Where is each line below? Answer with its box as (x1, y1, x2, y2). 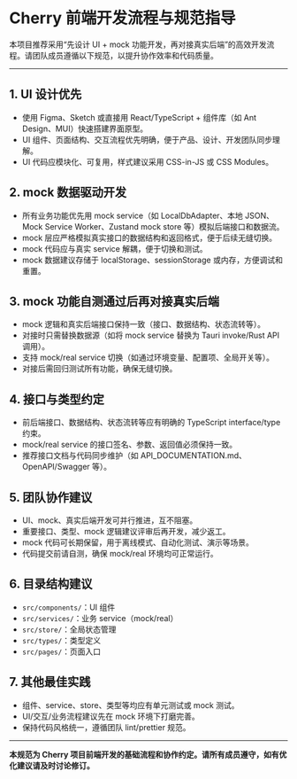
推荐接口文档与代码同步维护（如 (21, 450, 139, 461)
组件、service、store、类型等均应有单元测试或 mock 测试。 (21, 699, 240, 710)
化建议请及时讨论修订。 (9, 760, 95, 771)
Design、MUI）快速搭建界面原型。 (21, 123, 148, 134)
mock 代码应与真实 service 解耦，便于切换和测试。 (21, 243, 208, 253)
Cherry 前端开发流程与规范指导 (9, 8, 236, 28)
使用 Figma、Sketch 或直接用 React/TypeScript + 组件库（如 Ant (21, 112, 257, 122)
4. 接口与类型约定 (9, 392, 104, 407)
